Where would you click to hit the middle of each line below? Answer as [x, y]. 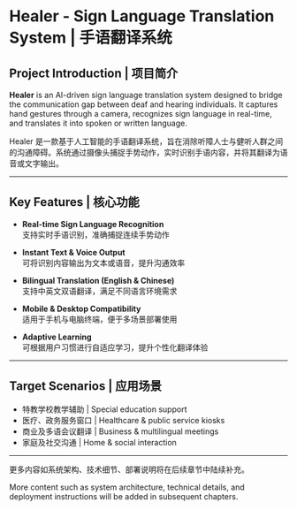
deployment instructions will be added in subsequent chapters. [124, 496]
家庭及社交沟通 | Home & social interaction [99, 442]
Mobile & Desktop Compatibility [81, 308]
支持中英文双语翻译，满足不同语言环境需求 [99, 291]
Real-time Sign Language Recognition [93, 224]
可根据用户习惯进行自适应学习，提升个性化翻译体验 [115, 347]
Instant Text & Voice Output [73, 252]
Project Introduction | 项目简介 [94, 73]
